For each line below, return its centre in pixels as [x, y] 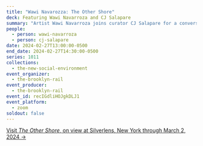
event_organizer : [28, 74]
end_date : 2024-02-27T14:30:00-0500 [52, 51]
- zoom [20, 108]
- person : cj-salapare [40, 40]
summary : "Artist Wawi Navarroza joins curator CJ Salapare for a [92, 23]
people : [16, 29]
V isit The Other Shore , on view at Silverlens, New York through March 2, [96, 130]
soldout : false [25, 113]
